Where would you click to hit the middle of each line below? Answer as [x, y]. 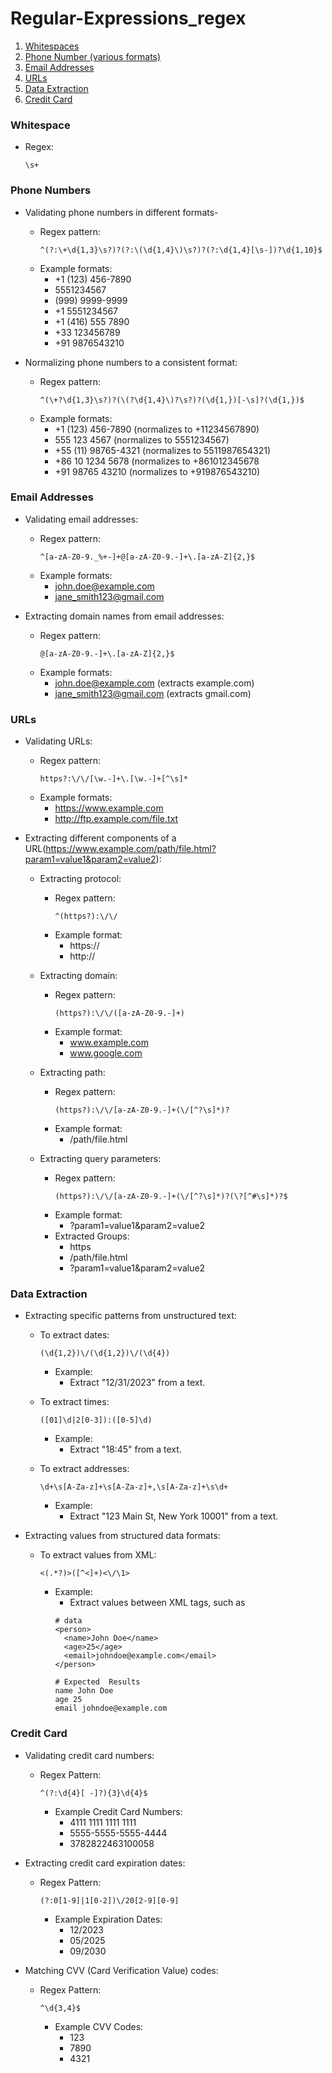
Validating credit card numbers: [89, 1755]
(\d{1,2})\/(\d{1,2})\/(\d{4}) [105, 1353]
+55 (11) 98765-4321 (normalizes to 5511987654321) [163, 450]
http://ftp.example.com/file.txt [116, 819]
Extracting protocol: [80, 879]
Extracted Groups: [92, 1236]
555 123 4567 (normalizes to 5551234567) [142, 439]
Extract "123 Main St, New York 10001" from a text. [174, 1516]
